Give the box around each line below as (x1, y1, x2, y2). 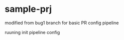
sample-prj (5, 3, 52, 15)
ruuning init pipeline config (5, 29, 60, 35)
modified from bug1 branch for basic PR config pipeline (5, 20, 119, 26)
